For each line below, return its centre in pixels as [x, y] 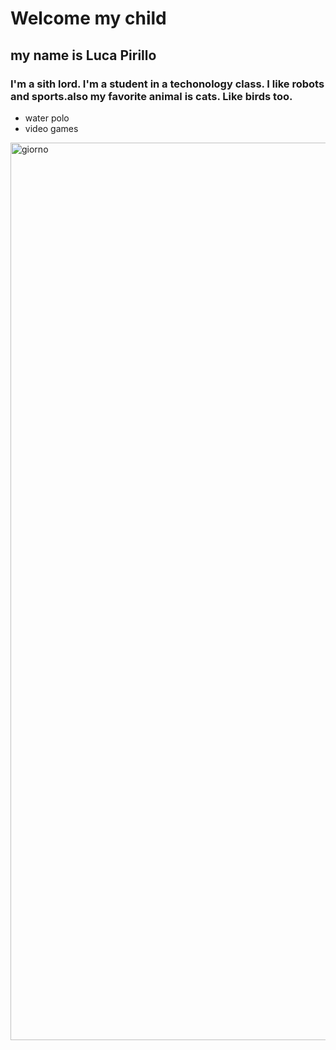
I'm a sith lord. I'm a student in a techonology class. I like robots [167, 84]
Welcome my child [88, 18]
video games [51, 128]
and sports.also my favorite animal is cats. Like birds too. [151, 96]
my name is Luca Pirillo [83, 55]
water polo [47, 118]
